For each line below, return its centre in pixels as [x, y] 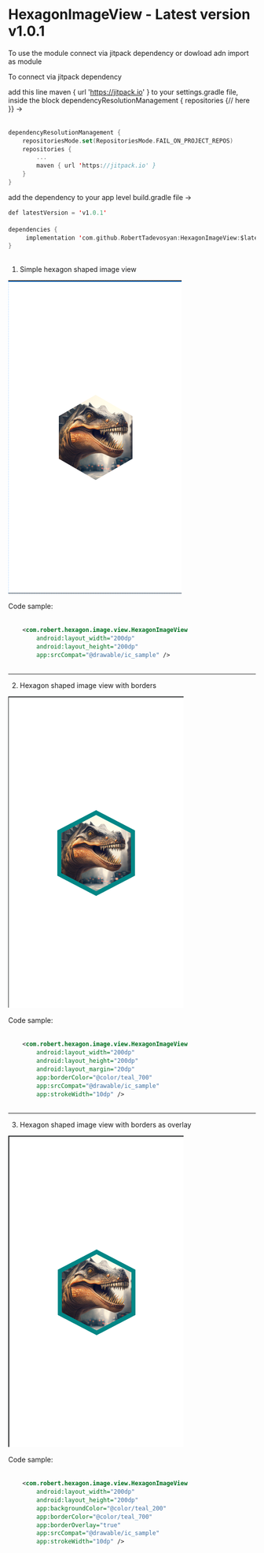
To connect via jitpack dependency [65, 76]
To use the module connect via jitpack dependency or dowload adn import [128, 53]
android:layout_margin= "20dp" [86, 1069]
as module [25, 61]
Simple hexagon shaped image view [78, 269]
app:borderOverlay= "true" [79, 1525]
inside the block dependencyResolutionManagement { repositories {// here [129, 100]
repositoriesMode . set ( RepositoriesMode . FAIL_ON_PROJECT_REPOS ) [128, 141]
